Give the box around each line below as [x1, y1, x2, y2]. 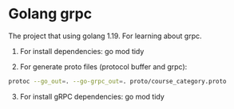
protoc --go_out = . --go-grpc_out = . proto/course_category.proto [8, 77, 227, 85]
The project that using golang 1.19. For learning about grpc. [8, 31, 202, 41]
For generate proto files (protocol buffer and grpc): [19, 61, 188, 72]
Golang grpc [8, 5, 93, 23]
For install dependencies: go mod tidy [19, 46, 145, 56]
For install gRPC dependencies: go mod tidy [19, 91, 165, 101]
